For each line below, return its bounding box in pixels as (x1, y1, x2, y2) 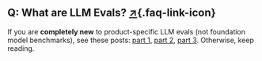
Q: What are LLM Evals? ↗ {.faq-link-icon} (7, 6, 217, 20)
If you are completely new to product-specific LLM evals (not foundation (7, 27, 246, 36)
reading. (7, 43, 35, 53)
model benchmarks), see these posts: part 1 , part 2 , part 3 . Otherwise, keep (7, 35, 255, 45)
